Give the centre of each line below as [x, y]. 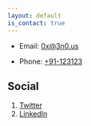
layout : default [34, 16]
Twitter [31, 105]
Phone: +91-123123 [51, 61]
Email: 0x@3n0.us [49, 45]
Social [23, 86]
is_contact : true [36, 23]
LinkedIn [33, 114]
